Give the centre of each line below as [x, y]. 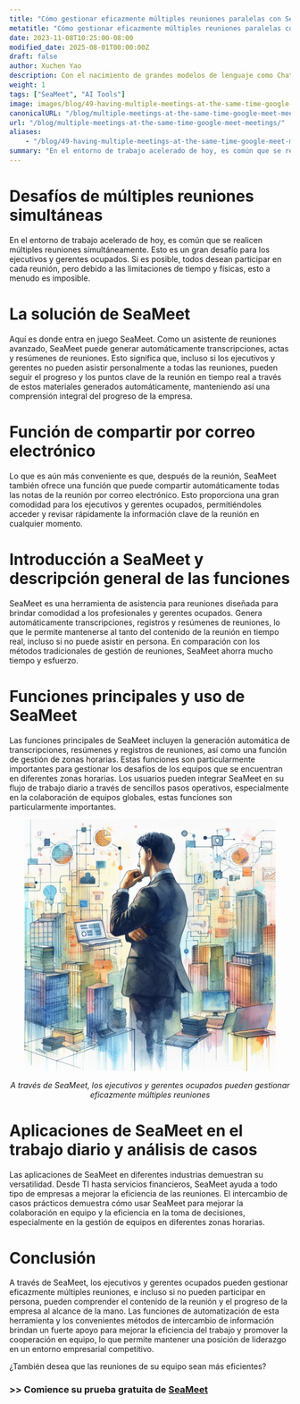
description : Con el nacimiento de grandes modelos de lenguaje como [142, 76]
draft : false [33, 57]
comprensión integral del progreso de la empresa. [101, 396]
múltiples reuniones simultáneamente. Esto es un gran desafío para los [140, 250]
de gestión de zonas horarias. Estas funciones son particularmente [133, 759]
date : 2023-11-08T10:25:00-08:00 [71, 38]
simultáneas [56, 216]
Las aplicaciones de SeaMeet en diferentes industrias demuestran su [136, 1174]
